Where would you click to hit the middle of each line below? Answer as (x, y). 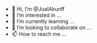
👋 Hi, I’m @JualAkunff (38, 9)
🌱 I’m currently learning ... (43, 21)
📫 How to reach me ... (39, 34)
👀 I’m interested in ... (36, 15)
